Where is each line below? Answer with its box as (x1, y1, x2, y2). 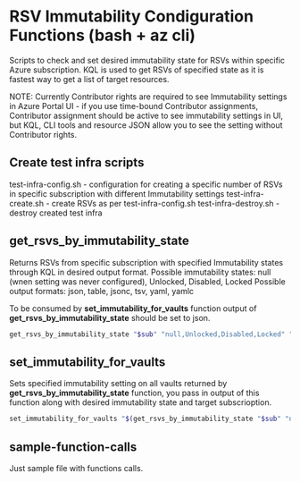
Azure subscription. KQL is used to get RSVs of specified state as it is (9, 64, 264, 75)
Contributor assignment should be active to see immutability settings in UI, (9, 110, 284, 121)
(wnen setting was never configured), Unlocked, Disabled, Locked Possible (9, 275, 286, 287)
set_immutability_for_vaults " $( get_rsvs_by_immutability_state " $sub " (9, 414, 281, 424)
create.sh (9, 198, 45, 208)
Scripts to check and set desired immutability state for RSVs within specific (9, 55, 286, 65)
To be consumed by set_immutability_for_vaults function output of (9, 302, 257, 314)
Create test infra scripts (9, 155, 145, 171)
